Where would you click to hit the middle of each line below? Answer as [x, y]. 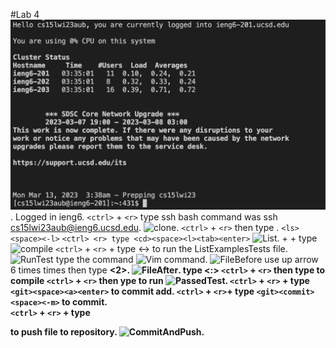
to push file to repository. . [107, 332]
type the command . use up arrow [187, 260]
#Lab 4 [25, 14]
